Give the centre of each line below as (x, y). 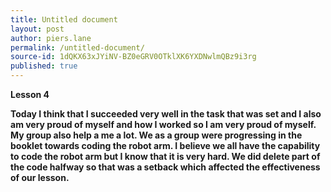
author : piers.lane (51, 38)
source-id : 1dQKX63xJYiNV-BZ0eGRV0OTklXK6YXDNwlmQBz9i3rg (133, 57)
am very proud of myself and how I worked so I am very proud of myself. (163, 124)
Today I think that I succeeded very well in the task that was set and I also (166, 114)
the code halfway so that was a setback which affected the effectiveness (165, 167)
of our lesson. (40, 177)
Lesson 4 (30, 94)
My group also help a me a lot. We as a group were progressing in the (156, 135)
